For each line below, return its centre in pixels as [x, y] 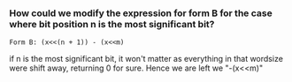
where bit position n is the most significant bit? [112, 24]
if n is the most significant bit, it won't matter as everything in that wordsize [146, 59]
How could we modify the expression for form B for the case [141, 13]
